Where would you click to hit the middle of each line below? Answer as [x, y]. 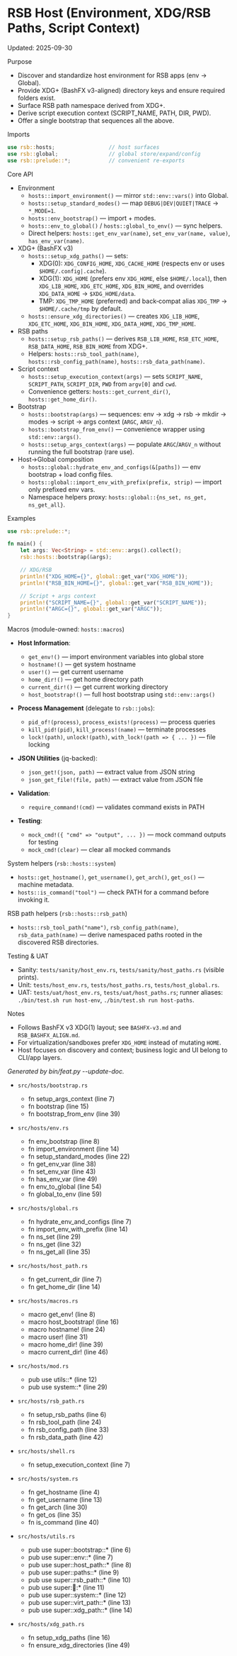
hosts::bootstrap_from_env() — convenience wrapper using [116, 429]
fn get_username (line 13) [65, 1500]
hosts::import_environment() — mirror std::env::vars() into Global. [128, 195]
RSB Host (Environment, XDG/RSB [109, 13]
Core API [21, 174]
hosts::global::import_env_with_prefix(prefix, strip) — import [125, 482]
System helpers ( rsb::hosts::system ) [62, 863]
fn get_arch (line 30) [58, 1507]
